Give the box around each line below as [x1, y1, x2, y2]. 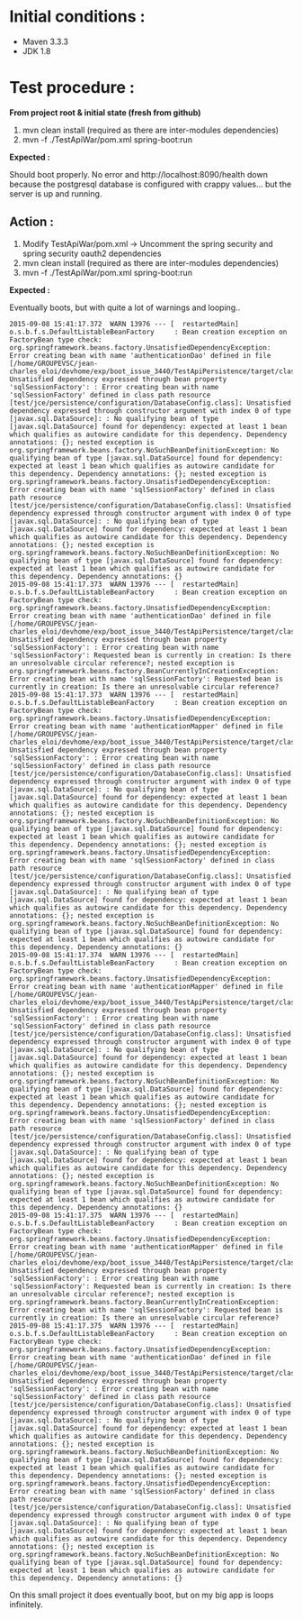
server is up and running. [9, 188, 102, 199]
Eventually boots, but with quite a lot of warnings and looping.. [9, 302, 241, 313]
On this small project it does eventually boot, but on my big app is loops [9, 1589, 274, 1600]
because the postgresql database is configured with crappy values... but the [9, 178, 292, 189]
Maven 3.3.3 [22, 36, 69, 47]
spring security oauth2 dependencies [22, 248, 162, 259]
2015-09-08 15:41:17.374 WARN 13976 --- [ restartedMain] [9, 950, 240, 959]
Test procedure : [9, 78, 135, 98]
